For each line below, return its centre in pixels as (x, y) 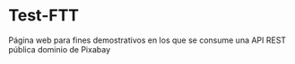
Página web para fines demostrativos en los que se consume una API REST (147, 40)
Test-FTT (44, 16)
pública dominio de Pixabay (60, 49)
